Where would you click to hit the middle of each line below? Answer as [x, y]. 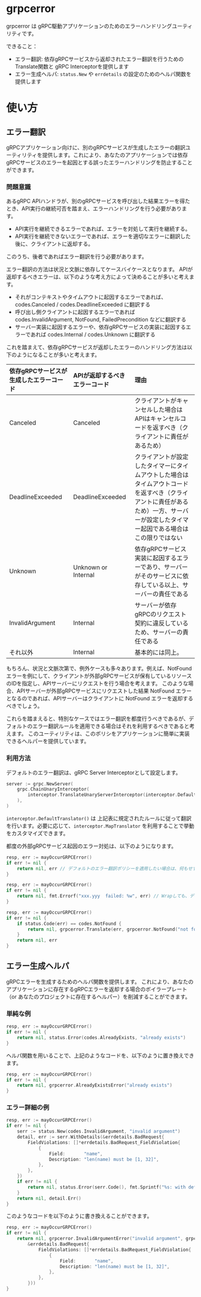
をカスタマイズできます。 [37, 833]
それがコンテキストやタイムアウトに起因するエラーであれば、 [91, 297]
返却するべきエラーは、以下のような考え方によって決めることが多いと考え [98, 277]
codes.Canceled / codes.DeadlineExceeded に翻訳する [83, 305]
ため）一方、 [153, 511]
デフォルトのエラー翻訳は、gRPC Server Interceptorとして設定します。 [94, 772]
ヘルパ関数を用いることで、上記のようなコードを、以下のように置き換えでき [100, 1055]
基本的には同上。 [159, 652]
